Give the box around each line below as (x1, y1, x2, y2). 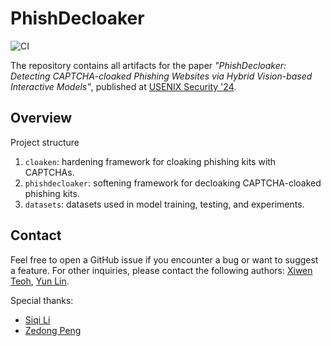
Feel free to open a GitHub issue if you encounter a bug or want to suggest (10, 253, 319, 266)
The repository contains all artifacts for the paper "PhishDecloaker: (10, 59, 287, 71)
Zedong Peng (24, 324, 82, 336)
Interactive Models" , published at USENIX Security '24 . (10, 80, 237, 92)
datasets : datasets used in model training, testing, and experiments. (24, 198, 305, 210)
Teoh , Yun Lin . (10, 275, 70, 287)
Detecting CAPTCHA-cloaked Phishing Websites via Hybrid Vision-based (10, 70, 313, 82)
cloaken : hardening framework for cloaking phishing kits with (24, 155, 277, 167)
